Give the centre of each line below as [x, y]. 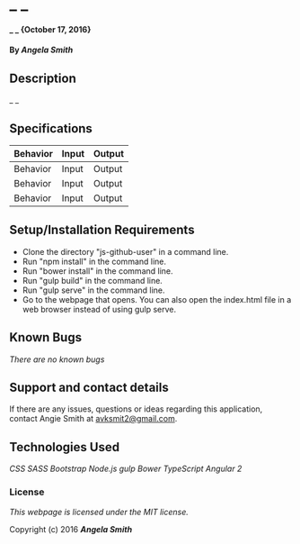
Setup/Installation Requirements [102, 230]
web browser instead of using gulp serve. [99, 309]
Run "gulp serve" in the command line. [93, 290]
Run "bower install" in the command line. [97, 271]
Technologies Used [64, 447]
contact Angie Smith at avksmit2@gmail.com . [93, 419]
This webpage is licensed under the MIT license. [99, 512]
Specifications [51, 128]
